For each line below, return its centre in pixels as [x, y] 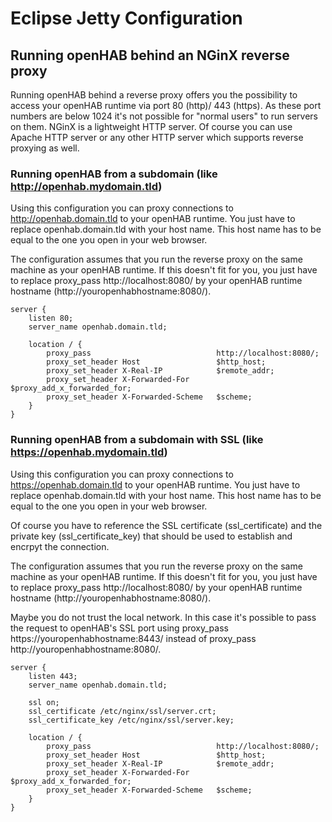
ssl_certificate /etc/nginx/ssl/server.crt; [122, 711]
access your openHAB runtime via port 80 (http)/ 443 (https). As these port [166, 105]
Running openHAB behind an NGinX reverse [150, 55]
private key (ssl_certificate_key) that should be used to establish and [151, 536]
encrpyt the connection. [60, 546]
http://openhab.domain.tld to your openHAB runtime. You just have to [153, 219]
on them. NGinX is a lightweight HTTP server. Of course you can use [151, 126]
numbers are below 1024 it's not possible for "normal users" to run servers [164, 116]
